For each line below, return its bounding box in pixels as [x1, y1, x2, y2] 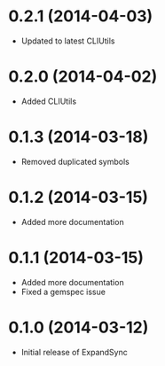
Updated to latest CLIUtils [20, 35, 115, 46]
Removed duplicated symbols [20, 156, 130, 167]
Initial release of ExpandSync [20, 347, 128, 357]
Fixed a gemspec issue [20, 286, 106, 297]
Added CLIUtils [20, 96, 77, 106]
